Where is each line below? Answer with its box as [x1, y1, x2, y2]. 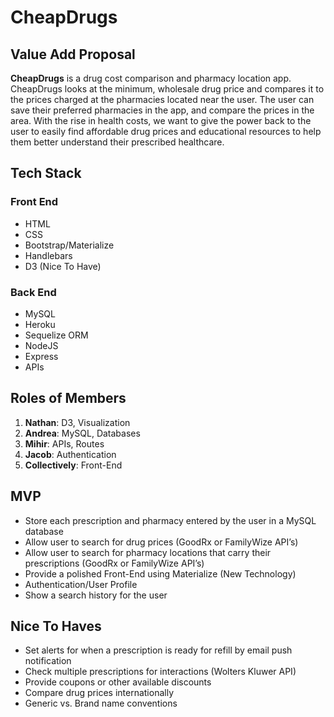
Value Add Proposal [10, 46, 136, 63]
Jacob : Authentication [24, 448, 117, 460]
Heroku [24, 318, 56, 330]
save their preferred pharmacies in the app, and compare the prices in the [10, 104, 315, 116]
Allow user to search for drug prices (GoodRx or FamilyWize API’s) [24, 536, 299, 548]
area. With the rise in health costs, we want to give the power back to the [10, 115, 312, 126]
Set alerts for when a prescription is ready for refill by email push [24, 644, 293, 656]
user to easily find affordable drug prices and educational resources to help [10, 126, 322, 137]
